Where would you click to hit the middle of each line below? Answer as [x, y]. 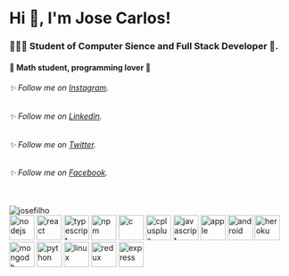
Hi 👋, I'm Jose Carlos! [90, 18]
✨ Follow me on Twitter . [53, 144]
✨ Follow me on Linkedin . [56, 116]
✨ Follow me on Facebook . [59, 172]
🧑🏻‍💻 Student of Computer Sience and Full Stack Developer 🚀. [144, 46]
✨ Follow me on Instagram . [59, 88]
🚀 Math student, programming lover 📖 [80, 67]
